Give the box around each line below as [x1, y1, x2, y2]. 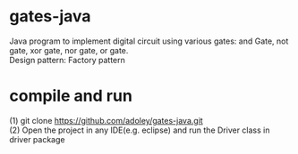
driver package [9, 134, 65, 144]
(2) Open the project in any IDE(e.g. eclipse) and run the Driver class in [9, 125, 270, 135]
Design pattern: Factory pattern [9, 54, 125, 65]
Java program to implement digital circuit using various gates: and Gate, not [9, 36, 289, 46]
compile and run [9, 86, 132, 106]
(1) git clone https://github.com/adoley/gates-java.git [9, 115, 203, 126]
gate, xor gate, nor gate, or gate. [9, 45, 129, 55]
